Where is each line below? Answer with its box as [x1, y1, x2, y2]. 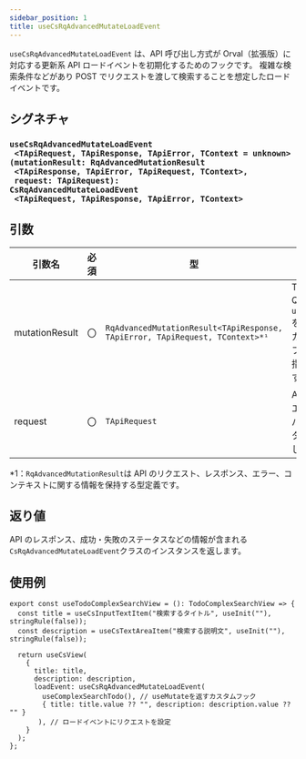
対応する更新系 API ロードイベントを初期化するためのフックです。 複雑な [9, 59, 284, 70]
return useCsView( [17, 651, 88, 660]
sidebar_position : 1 [9, 13, 88, 23]
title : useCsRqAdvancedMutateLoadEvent [9, 22, 161, 31]
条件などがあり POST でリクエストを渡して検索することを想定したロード [16, 70, 291, 82]
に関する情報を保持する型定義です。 [48, 479, 185, 490]
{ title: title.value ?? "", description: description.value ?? [42, 700, 291, 710]
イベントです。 [9, 82, 66, 93]
